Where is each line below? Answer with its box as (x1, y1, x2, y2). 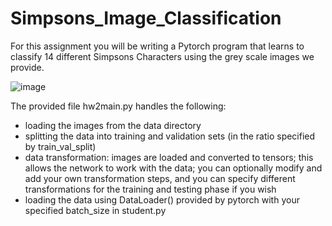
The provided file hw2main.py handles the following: (10, 100, 227, 112)
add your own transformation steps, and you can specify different (24, 172, 296, 184)
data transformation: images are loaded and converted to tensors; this (24, 151, 314, 163)
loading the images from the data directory (24, 119, 202, 131)
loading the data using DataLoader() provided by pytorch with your (24, 193, 300, 206)
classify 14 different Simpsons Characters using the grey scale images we (10, 50, 315, 62)
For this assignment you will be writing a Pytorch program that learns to (10, 40, 305, 52)
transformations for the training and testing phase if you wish (24, 183, 277, 195)
